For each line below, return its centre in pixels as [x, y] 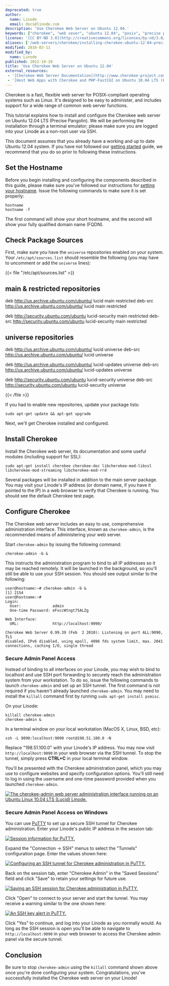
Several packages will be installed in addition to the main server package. [81, 480]
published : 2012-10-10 [29, 62]
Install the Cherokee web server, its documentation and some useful [76, 451]
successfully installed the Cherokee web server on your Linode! [71, 978]
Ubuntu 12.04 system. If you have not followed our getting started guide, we [84, 146]
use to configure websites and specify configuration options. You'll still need [84, 773]
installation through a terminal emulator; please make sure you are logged [81, 126]
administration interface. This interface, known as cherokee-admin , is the [80, 529]
